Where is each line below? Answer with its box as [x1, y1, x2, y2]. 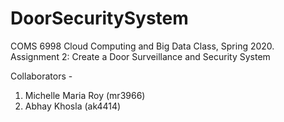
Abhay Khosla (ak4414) [24, 100, 122, 112]
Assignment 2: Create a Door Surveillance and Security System [10, 50, 271, 62]
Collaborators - [10, 70, 73, 82]
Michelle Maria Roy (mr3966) [24, 89, 146, 101]
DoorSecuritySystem [10, 7, 189, 30]
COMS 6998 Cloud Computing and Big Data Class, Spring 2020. [10, 40, 275, 52]
